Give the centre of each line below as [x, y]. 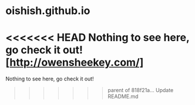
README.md [123, 96]
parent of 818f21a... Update [141, 90]
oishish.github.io [48, 11]
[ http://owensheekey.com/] [75, 62]
